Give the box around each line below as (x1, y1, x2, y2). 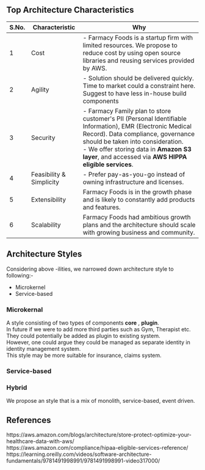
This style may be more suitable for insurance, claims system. (6, 351, 162, 359)
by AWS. (82, 64, 107, 72)
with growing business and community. (82, 228, 195, 237)
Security (31, 133, 56, 142)
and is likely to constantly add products (82, 195, 195, 204)
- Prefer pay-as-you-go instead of (82, 170, 185, 178)
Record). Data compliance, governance (82, 130, 195, 138)
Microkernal (6, 305, 43, 314)
